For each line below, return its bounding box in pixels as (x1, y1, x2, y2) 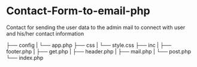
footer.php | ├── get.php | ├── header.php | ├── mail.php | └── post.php (6, 47, 192, 55)
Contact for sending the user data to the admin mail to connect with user (6, 24, 186, 31)
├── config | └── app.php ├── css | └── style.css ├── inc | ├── (6, 42, 172, 49)
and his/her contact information (6, 30, 84, 37)
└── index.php (6, 54, 44, 61)
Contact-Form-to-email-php (6, 4, 151, 18)
